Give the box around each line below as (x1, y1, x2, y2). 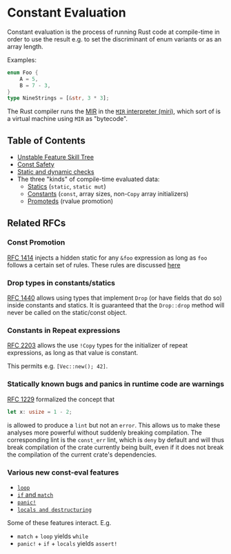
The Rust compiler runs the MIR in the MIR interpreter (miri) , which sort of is (7, 107, 221, 115)
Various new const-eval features (7, 468, 119, 477)
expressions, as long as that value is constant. (7, 349, 139, 357)
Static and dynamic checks (17, 168, 94, 176)
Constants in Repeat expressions (7, 326, 121, 336)
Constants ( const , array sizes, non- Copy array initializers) (27, 190, 189, 198)
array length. (7, 42, 43, 50)
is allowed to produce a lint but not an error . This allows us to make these (7, 421, 221, 429)
